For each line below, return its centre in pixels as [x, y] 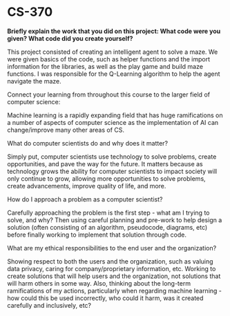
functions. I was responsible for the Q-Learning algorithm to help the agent [114, 74]
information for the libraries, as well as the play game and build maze [105, 66]
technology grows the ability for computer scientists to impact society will [112, 171]
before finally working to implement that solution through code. [97, 235]
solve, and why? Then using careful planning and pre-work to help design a [115, 220]
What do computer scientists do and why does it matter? [88, 143]
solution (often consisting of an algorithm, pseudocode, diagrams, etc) [107, 227]
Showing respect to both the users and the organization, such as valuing [110, 261]
